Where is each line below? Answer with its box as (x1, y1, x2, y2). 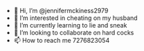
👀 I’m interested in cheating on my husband (13, 14, 138, 22)
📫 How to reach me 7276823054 (13, 37, 110, 44)
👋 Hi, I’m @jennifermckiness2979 (13, 7, 109, 14)
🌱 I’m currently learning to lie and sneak (13, 21, 127, 29)
